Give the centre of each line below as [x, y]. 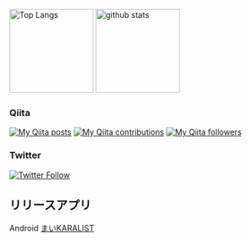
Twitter [26, 155]
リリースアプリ [50, 205]
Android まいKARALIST [52, 229]
